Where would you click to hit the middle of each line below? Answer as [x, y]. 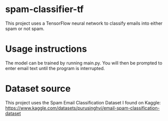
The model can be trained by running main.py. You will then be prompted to [84, 63]
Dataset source [38, 89]
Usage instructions [46, 49]
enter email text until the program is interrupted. [55, 68]
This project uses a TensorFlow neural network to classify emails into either [84, 23]
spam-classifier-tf [45, 9]
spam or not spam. [25, 28]
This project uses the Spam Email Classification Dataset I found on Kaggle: [83, 102]
